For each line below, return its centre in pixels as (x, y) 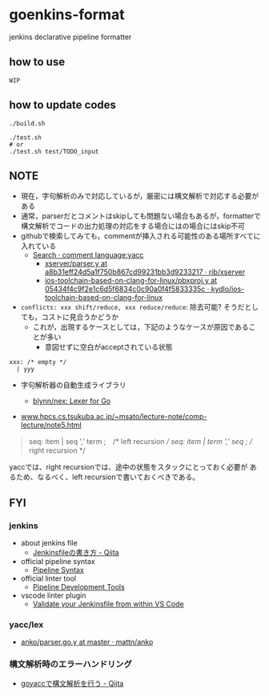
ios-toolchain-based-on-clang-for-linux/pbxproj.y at (131, 281)
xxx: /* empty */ (38, 362)
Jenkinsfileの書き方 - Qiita (76, 553)
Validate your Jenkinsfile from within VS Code (108, 604)
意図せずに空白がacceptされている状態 (108, 347)
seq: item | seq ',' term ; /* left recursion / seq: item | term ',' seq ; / (141, 442)
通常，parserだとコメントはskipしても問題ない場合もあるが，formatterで (141, 216)
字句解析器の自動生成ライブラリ (73, 385)
